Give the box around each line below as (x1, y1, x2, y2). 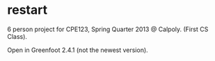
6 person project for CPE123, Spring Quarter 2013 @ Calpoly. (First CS (7, 25, 209, 33)
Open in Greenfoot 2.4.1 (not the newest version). (7, 46, 148, 54)
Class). (7, 32, 28, 40)
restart (7, 2, 47, 18)
